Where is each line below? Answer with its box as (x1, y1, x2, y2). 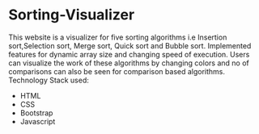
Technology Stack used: (8, 75, 89, 85)
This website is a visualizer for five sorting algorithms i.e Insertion (8, 32, 227, 42)
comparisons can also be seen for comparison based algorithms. (8, 66, 225, 76)
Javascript (19, 116, 56, 126)
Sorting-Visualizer (8, 6, 135, 24)
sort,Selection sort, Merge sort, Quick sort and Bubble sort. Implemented (8, 40, 252, 50)
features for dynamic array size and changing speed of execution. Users (8, 49, 250, 59)
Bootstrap (19, 107, 53, 118)
